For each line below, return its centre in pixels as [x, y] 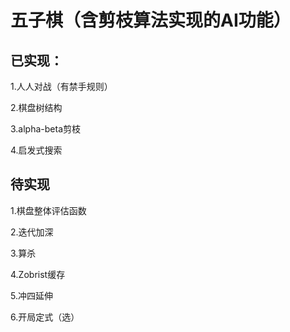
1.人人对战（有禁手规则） [61, 86]
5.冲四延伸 [31, 295]
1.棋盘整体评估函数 [48, 210]
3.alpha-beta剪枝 [46, 129]
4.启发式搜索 [36, 150]
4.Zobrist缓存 [38, 274]
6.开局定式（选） [45, 317]
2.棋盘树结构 [36, 107]
